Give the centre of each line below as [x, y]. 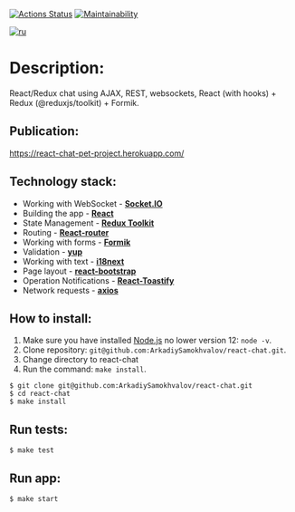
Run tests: [38, 429]
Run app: [35, 478]
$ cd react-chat [40, 394]
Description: [57, 68]
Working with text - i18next [73, 261]
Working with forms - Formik [76, 242]
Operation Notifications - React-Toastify [98, 280]
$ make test [32, 450]
